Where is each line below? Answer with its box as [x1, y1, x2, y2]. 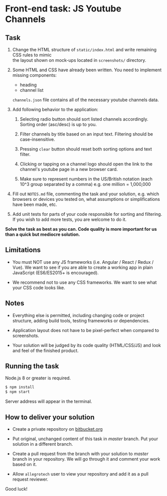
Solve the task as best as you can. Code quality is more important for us [5, 226, 157, 232]
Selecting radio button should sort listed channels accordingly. [19, 116, 149, 122]
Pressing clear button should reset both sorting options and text [19, 146, 152, 152]
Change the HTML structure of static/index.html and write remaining [12, 47, 157, 52]
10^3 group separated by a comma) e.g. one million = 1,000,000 [19, 181, 151, 187]
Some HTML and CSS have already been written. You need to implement [12, 67, 162, 73]
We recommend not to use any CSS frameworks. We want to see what [12, 279, 157, 285]
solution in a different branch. [12, 441, 73, 447]
